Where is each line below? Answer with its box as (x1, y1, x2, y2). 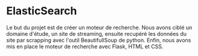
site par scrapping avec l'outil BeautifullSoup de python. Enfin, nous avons (6, 36, 191, 43)
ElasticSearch (6, 4, 77, 18)
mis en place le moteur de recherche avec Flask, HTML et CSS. (6, 43, 164, 50)
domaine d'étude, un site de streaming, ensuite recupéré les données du (6, 30, 187, 37)
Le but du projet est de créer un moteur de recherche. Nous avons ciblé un (6, 24, 193, 31)
